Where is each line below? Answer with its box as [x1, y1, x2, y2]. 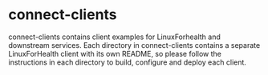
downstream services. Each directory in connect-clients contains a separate [8, 40, 261, 49]
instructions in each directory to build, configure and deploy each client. [8, 57, 247, 67]
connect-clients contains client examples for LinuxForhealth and [8, 32, 221, 41]
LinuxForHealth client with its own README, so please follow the [8, 49, 222, 58]
